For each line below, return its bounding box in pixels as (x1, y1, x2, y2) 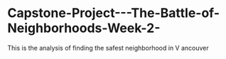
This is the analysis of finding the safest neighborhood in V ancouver (7, 43, 210, 52)
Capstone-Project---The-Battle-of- (7, 5, 220, 21)
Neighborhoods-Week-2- (7, 20, 161, 36)
